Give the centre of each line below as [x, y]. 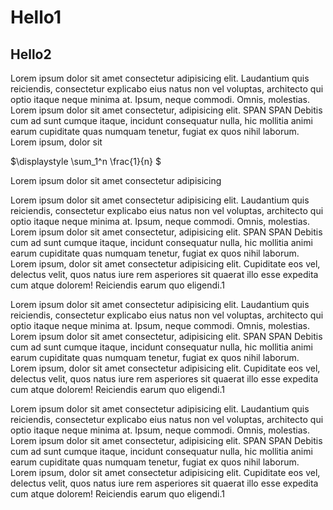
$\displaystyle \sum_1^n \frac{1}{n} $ [86, 161]
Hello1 [36, 17]
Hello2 [31, 54]
